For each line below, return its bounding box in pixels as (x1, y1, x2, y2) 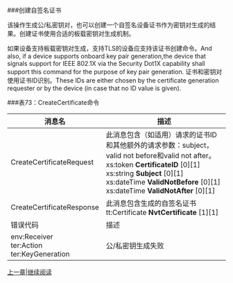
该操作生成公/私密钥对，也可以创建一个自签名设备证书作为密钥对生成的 (7, 21, 210, 29)
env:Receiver (10, 232, 53, 241)
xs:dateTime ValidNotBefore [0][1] (105, 178, 221, 187)
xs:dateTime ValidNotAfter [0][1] (105, 186, 216, 196)
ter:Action (10, 241, 43, 250)
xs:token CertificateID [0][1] (105, 160, 200, 169)
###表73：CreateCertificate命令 (7, 98, 99, 106)
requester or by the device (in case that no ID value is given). (7, 84, 182, 92)
